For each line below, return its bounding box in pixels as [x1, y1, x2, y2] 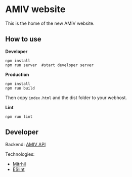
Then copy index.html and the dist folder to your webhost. [5, 95, 127, 101]
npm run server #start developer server [5, 62, 94, 68]
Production [5, 71, 29, 77]
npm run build [5, 85, 35, 91]
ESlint [12, 166, 25, 172]
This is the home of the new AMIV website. [5, 20, 95, 26]
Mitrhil [12, 161, 26, 167]
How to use [5, 35, 41, 43]
